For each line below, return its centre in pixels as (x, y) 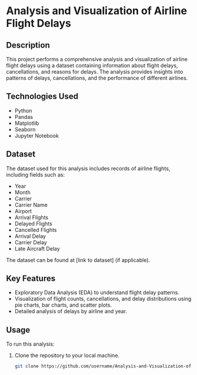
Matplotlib (27, 123)
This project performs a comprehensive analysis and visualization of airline (97, 59)
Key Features (31, 279)
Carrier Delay (31, 242)
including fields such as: (36, 174)
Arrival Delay (30, 236)
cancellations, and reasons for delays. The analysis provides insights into (95, 72)
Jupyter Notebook (36, 135)
